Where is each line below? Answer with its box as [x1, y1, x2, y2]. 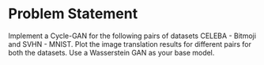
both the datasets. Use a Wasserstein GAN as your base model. [8, 48, 215, 57]
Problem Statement [8, 5, 138, 23]
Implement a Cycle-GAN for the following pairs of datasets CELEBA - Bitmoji [8, 31, 257, 40]
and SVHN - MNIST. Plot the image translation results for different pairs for [8, 39, 251, 48]
